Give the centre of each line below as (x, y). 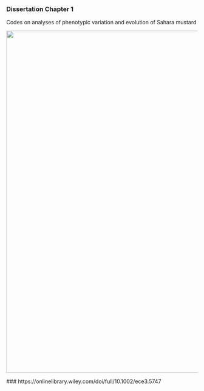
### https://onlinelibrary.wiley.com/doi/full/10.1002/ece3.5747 (84, 381)
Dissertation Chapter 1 (40, 9)
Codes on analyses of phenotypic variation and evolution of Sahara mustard (101, 22)
